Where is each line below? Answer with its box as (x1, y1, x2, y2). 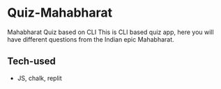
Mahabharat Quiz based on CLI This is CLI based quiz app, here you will (7, 28, 214, 36)
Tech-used (7, 56, 56, 67)
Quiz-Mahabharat (7, 5, 113, 21)
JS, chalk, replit (17, 74, 63, 82)
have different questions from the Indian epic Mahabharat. (7, 35, 174, 43)
